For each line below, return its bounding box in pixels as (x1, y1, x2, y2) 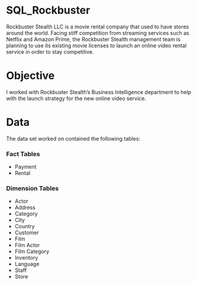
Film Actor (14, 242, 40, 249)
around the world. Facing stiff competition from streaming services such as (6, 29, 189, 36)
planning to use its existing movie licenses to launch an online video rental (6, 42, 187, 49)
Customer (14, 229, 40, 237)
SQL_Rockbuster (6, 4, 91, 17)
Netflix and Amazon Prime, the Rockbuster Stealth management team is (6, 35, 180, 43)
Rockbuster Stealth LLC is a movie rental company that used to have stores (6, 23, 189, 30)
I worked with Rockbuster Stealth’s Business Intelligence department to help (6, 88, 192, 95)
